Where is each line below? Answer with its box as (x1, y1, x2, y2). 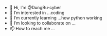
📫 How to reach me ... (9, 26, 55, 31)
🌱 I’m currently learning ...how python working (9, 15, 103, 20)
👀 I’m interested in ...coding (9, 10, 65, 16)
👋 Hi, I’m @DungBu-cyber (9, 5, 61, 10)
